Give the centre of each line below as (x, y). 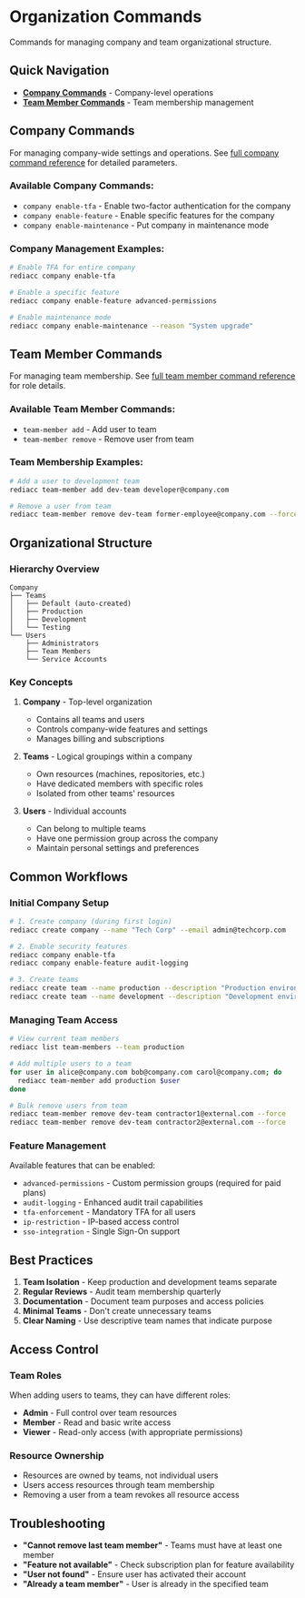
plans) (34, 1193)
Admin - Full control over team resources (99, 1412)
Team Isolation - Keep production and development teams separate (150, 1282)
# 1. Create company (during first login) (91, 921)
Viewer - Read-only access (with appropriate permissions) (133, 1431)
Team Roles (35, 1375)
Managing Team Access (64, 1019)
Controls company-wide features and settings (122, 729)
